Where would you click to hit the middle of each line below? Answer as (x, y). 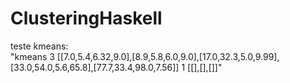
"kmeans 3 (32, 56)
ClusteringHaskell (86, 18)
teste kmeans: (39, 46)
